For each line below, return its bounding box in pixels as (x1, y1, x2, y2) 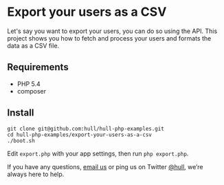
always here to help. (7, 170, 65, 178)
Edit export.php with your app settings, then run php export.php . (7, 149, 189, 157)
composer (16, 87, 47, 95)
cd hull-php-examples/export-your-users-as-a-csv (7, 131, 153, 138)
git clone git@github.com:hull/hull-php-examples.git (7, 125, 165, 132)
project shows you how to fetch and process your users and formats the (7, 34, 212, 42)
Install (7, 107, 34, 119)
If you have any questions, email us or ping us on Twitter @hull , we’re (7, 162, 203, 171)
